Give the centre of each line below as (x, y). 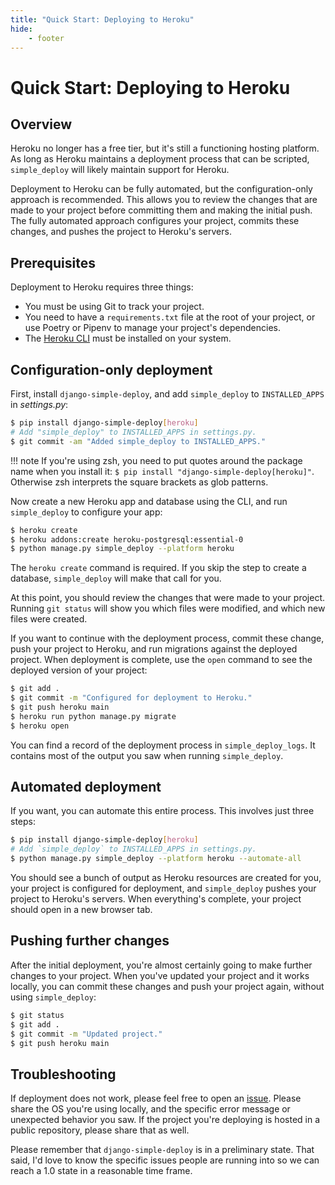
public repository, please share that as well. (100, 1130)
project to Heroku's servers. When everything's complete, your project (156, 899)
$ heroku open (40, 726)
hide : (21, 29)
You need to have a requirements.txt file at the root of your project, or (170, 317)
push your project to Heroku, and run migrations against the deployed (154, 649)
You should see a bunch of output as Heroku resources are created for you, (166, 878)
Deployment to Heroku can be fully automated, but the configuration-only (161, 189)
